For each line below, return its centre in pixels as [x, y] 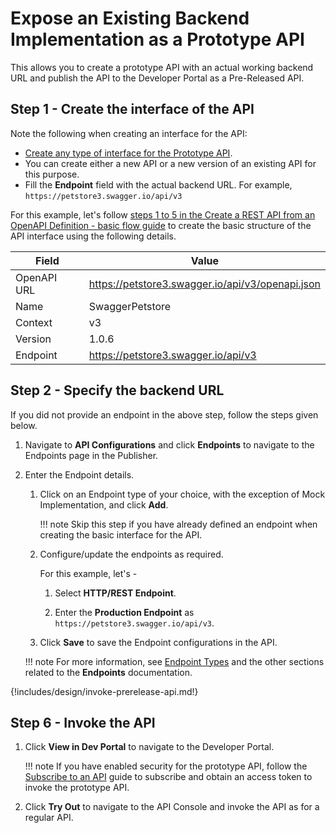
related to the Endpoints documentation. [108, 672]
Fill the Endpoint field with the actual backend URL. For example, [158, 184]
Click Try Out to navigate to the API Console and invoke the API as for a [172, 807]
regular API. [49, 818]
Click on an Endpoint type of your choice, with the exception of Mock [182, 494]
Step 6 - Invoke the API [83, 722]
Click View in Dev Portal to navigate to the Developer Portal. [149, 747]
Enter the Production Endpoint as [124, 612]
